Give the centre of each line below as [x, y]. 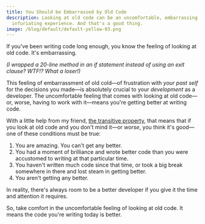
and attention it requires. [37, 197]
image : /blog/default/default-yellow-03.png [64, 29]
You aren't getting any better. [52, 178]
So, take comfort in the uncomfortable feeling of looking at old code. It [95, 208]
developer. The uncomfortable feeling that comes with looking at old [92, 96]
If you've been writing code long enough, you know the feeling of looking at [102, 46]
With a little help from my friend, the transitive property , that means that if [99, 121]
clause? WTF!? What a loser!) [44, 71]
